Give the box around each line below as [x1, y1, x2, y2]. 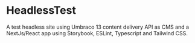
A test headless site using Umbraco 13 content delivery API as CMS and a [6, 23, 189, 30]
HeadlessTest [6, 4, 77, 17]
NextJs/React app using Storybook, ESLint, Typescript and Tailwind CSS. [6, 29, 188, 36]
